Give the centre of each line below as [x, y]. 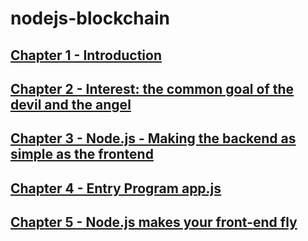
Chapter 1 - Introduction [86, 55]
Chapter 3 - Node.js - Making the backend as [153, 138]
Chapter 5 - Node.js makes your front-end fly [154, 222]
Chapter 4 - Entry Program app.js [116, 188]
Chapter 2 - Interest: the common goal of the [152, 88]
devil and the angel [71, 104]
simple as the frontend [82, 154]
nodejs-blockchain [90, 18]
